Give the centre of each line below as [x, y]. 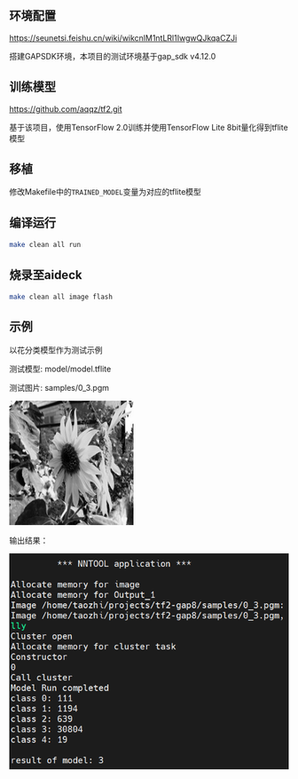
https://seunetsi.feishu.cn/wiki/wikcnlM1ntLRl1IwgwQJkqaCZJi [123, 37]
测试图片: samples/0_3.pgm [59, 387]
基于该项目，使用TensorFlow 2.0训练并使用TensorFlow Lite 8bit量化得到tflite [149, 127]
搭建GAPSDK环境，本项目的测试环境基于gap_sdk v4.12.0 [113, 56]
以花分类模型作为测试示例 [56, 350]
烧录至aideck [46, 275]
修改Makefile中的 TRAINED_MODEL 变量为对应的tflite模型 [106, 192]
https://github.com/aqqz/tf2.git [66, 108]
